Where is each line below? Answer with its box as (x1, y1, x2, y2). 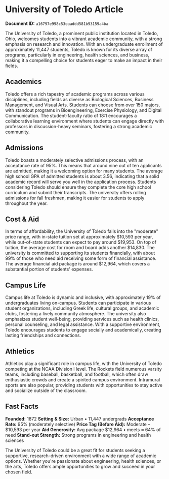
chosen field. (5, 469, 33, 475)
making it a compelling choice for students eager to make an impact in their (5, 57, 163, 63)
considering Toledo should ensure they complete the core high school (5, 184, 151, 190)
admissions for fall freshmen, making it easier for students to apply (5, 195, 145, 201)
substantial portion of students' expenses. (5, 266, 93, 273)
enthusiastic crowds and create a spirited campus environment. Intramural (5, 377, 160, 382)
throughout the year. (5, 200, 48, 206)
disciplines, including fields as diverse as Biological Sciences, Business (5, 96, 154, 102)
